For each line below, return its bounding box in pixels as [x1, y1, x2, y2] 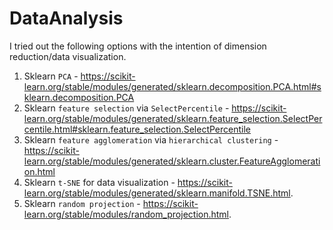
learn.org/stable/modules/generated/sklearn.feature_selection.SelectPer [23, 112, 323, 124]
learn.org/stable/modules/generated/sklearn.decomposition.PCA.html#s [23, 80, 322, 92]
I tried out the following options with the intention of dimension [9, 40, 267, 52]
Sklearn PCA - [23, 70, 79, 82]
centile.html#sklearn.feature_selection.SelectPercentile [23, 123, 252, 135]
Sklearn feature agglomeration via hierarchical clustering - [23, 133, 279, 146]
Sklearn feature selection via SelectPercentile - [23, 102, 230, 114]
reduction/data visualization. [9, 50, 127, 62]
